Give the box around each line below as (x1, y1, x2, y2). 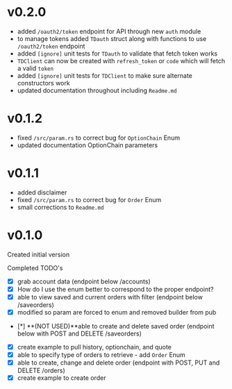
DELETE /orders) (17, 366, 66, 375)
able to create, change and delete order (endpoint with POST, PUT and (17, 358, 220, 367)
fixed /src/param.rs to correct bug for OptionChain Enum (17, 133, 181, 142)
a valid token (17, 64, 54, 72)
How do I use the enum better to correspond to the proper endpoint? (17, 285, 214, 293)
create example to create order (17, 374, 106, 382)
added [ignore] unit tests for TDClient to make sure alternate (17, 71, 192, 80)
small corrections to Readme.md (17, 203, 104, 211)
